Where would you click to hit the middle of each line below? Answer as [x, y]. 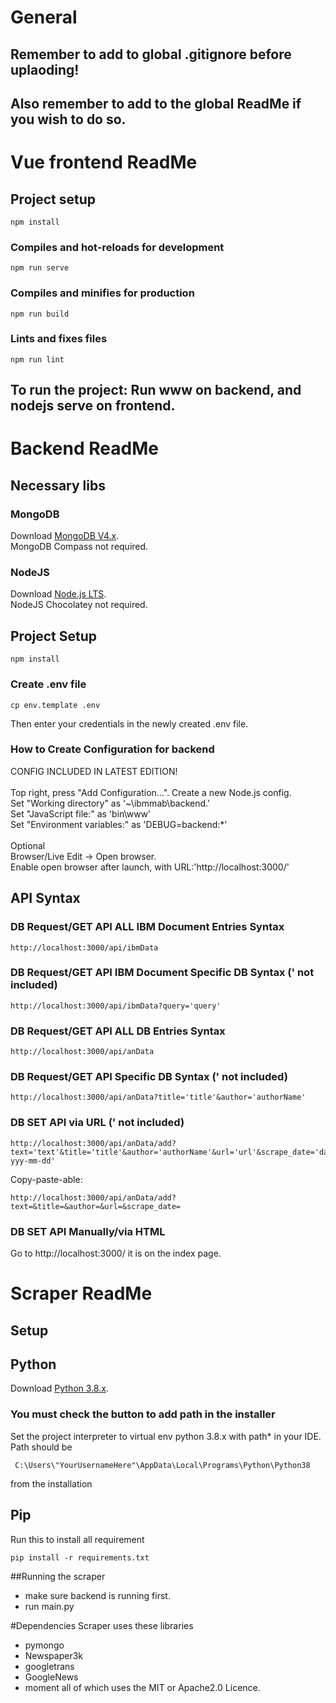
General [44, 17]
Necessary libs [58, 485]
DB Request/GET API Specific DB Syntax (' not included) [149, 1077]
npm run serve [40, 268]
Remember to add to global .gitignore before [151, 54]
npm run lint [37, 359]
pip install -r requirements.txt [80, 1557]
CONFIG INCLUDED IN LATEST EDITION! [94, 771]
